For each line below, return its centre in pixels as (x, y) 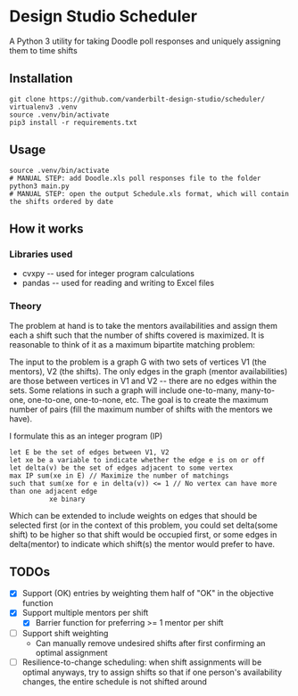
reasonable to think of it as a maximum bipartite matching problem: (132, 344)
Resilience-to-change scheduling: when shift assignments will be (142, 662)
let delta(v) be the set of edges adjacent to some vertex (121, 468)
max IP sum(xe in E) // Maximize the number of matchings (119, 475)
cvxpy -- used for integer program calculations (108, 274)
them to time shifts (43, 50)
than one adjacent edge (54, 491)
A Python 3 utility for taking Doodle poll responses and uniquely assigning (145, 41)
